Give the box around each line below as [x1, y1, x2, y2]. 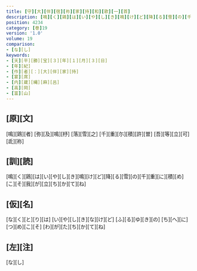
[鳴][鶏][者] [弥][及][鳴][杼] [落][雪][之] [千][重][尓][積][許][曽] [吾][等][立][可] [6, 130, 190, 137]
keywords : [6, 52, 30, 58]
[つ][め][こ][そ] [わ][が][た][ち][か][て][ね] [6, 223, 106, 231]
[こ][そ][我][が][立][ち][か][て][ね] [6, 180, 86, 188]
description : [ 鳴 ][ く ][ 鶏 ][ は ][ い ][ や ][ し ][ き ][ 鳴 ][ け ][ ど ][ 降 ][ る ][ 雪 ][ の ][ [6, 14, 188, 20]
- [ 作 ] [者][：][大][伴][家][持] [6, 69, 79, 74]
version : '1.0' [6, 31, 43, 36]
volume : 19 [6, 36, 33, 42]
